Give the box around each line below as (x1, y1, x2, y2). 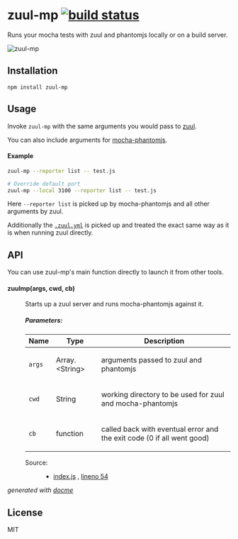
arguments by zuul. (7, 207, 64, 216)
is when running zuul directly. (7, 228, 93, 237)
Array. (55, 355, 76, 365)
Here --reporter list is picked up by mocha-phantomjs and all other (7, 199, 210, 209)
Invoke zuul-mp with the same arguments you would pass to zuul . (7, 121, 197, 130)
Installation (7, 65, 58, 77)
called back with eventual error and (101, 424, 219, 434)
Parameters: (25, 316, 63, 324)
